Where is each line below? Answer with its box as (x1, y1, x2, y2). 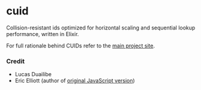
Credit (6, 57, 25, 65)
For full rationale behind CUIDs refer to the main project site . (6, 42, 155, 49)
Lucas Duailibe (14, 71, 52, 78)
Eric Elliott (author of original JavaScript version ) (14, 77, 135, 85)
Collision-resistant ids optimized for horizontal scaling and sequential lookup (6, 24, 196, 31)
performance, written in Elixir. (6, 30, 79, 37)
